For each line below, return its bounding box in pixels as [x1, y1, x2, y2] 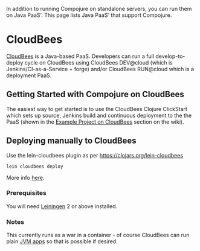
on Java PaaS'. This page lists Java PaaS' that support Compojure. [6, 11, 172, 19]
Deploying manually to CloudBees [6, 136, 137, 146]
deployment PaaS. [6, 72, 52, 79]
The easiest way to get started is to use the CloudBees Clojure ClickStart [6, 105, 187, 112]
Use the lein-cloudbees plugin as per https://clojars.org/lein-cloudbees [6, 151, 183, 159]
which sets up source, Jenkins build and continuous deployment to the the [6, 112, 192, 119]
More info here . [6, 174, 45, 181]
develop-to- [155, 52, 185, 60]
